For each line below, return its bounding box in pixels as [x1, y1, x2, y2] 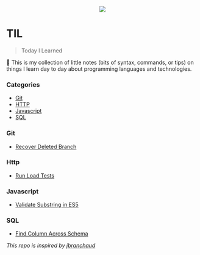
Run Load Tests [15, 171, 55, 179]
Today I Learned [21, 46, 63, 54]
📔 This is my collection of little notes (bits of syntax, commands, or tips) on [6, 59, 194, 66]
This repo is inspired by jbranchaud [6, 242, 96, 250]
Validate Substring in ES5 [15, 201, 79, 209]
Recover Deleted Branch [15, 143, 77, 150]
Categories [6, 80, 40, 88]
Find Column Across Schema [15, 230, 88, 237]
